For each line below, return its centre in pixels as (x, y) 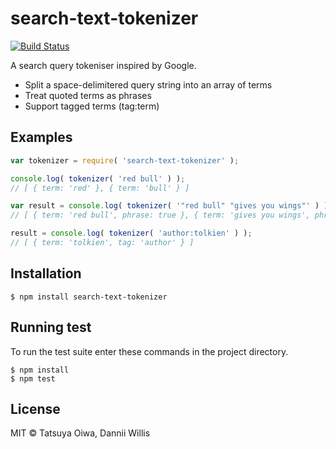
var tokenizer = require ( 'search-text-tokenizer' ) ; (125, 160)
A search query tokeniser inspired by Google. (103, 65)
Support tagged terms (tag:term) (92, 106)
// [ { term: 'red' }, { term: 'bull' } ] (100, 188)
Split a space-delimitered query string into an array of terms (148, 84)
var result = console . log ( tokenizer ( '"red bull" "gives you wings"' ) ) (169, 206)
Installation (46, 273)
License (35, 408)
